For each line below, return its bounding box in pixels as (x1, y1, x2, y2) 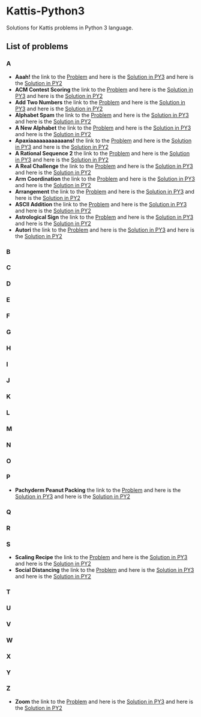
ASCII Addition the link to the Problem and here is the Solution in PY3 (14, 200, 187, 208)
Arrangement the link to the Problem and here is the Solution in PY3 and (14, 188, 195, 195)
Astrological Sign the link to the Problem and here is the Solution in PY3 (14, 213, 194, 220)
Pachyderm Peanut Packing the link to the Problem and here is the (14, 486, 181, 493)
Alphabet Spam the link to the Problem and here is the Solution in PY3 (14, 111, 189, 118)
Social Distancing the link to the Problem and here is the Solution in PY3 (14, 566, 194, 574)
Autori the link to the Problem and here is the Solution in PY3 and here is (14, 226, 195, 233)
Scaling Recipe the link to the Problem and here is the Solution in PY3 (14, 553, 188, 560)
